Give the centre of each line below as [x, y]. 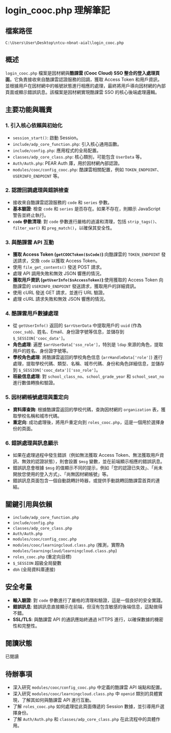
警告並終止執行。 [31, 215]
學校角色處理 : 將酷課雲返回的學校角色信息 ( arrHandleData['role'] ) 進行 [88, 357]
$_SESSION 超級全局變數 [37, 563]
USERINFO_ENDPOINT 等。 [37, 176]
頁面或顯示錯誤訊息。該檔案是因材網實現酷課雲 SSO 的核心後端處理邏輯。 [82, 92]
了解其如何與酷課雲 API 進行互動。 [58, 700]
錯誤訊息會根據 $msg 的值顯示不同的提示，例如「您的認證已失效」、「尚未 [88, 467]
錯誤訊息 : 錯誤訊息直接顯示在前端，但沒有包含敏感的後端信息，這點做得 [88, 607]
